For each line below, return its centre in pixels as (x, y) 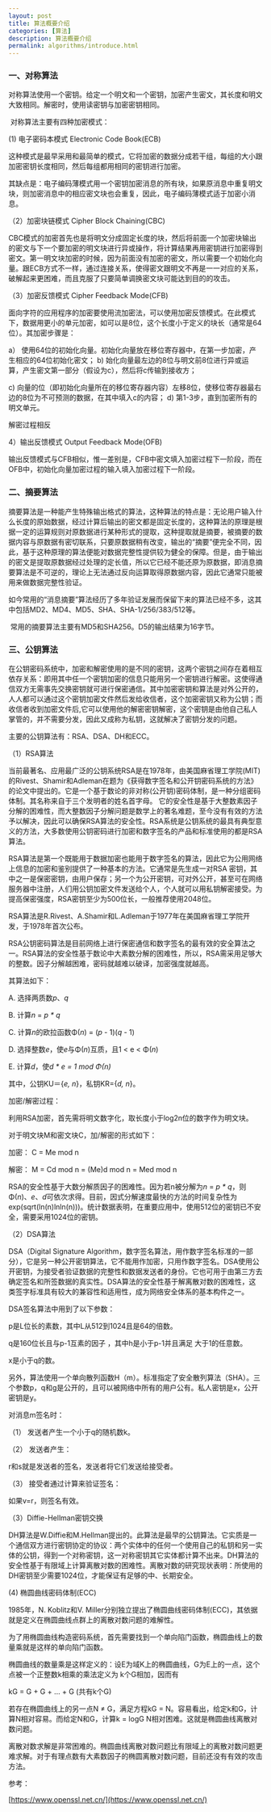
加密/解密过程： (35, 1101)
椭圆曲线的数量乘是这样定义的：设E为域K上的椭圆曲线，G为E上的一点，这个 (134, 1664)
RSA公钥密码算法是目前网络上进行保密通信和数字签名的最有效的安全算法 (128, 944)
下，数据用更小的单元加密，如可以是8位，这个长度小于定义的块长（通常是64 (135, 323)
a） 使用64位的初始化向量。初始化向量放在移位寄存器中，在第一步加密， (129, 350)
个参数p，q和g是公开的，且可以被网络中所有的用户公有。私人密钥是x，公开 (133, 1388)
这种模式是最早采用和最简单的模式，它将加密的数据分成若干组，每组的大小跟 (135, 156)
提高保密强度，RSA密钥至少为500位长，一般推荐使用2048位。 (112, 899)
